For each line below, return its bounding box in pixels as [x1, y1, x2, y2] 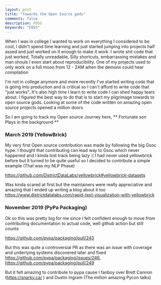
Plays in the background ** [5, 119, 59, 125]
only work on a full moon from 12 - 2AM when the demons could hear [5, 64, 144, 70]
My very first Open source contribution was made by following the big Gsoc [5, 142, 157, 148]
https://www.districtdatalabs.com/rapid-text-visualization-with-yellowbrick [5, 192, 155, 198]
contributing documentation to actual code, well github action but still [5, 220, 144, 226]
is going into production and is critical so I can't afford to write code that [5, 84, 149, 90]
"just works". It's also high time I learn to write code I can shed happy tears [5, 89, 155, 95]
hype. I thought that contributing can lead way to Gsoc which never [5, 148, 140, 153]
